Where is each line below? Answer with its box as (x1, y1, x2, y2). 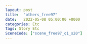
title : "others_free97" (5, 12, 58, 17)
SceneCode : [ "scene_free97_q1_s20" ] (5, 31, 82, 36)
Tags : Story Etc (5, 26, 39, 31)
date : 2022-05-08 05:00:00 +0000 (5, 17, 80, 22)
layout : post (5, 7, 33, 13)
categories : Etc (5, 21, 39, 27)
